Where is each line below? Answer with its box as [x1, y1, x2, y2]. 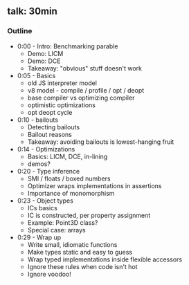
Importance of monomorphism [27, 189, 115, 197]
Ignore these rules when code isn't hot [27, 262, 138, 270]
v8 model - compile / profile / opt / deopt [27, 86, 145, 94]
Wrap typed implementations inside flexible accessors [27, 255, 182, 264]
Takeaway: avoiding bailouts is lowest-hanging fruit [27, 138, 174, 146]
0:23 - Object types [17, 196, 74, 205]
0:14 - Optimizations [17, 145, 75, 153]
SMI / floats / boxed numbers [27, 174, 111, 183]
